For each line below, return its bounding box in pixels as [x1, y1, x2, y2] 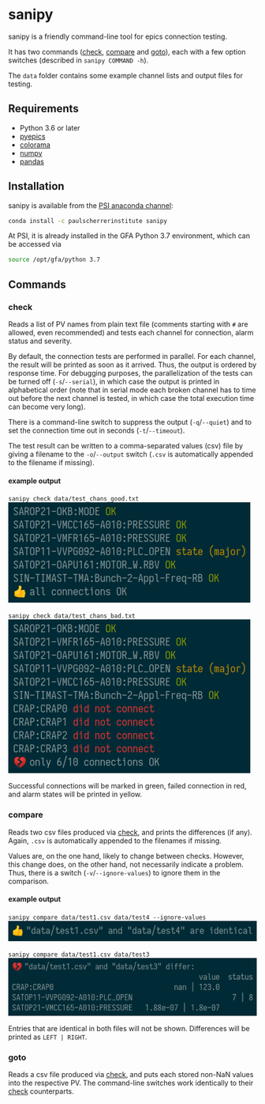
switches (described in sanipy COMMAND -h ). [8, 55, 149, 65]
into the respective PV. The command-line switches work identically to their [8, 1078, 254, 1088]
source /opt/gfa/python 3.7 [8, 255, 101, 264]
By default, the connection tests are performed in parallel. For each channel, [8, 352, 256, 361]
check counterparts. [8, 1087, 75, 1096]
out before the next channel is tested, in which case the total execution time [8, 394, 255, 403]
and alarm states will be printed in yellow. [8, 789, 143, 800]
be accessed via [8, 240, 62, 249]
